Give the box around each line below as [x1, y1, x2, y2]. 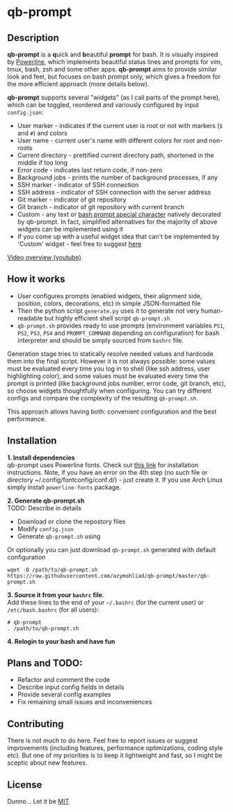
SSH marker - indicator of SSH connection [17, 181, 139, 188]
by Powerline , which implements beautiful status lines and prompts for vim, [7, 58, 223, 66]
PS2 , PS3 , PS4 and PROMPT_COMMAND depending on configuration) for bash [17, 328, 220, 337]
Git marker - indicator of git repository [17, 195, 127, 204]
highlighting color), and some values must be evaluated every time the [7, 371, 209, 380]
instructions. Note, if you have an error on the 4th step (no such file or [7, 468, 208, 476]
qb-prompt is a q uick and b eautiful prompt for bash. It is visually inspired [7, 50, 218, 58]
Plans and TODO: [7, 658, 83, 669]
